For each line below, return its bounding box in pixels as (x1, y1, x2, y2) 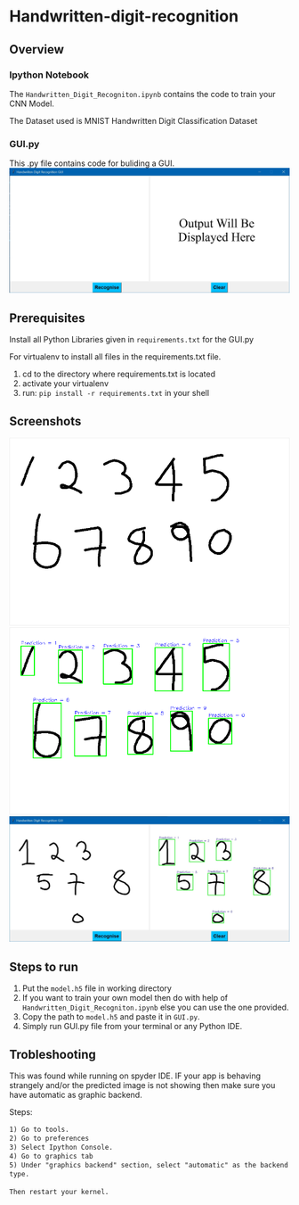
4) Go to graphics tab (9, 1151, 93, 1160)
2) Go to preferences (9, 1134, 90, 1143)
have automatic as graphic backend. (9, 1089, 142, 1100)
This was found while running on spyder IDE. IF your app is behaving (9, 1070, 261, 1081)
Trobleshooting (9, 1046, 96, 1062)
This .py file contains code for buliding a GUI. (9, 158, 175, 169)
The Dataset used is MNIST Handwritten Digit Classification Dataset (9, 115, 258, 126)
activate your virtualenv (21, 378, 109, 389)
